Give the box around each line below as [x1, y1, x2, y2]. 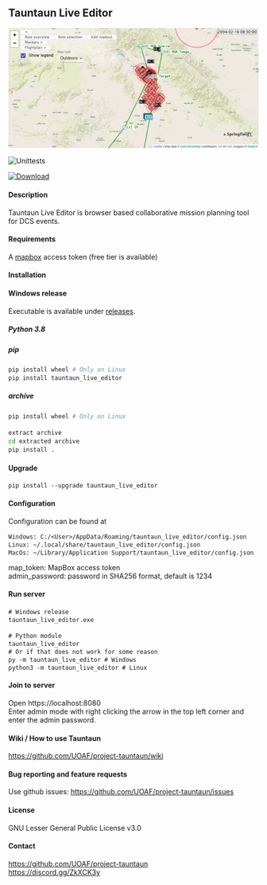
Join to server [8, 680, 56, 690]
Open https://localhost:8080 [8, 698, 102, 707]
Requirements [8, 234, 56, 244]
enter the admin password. [8, 715, 97, 724]
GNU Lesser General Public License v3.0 [8, 823, 141, 832]
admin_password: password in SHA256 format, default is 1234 [8, 571, 213, 581]
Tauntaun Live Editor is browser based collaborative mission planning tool [8, 207, 250, 217]
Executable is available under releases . [8, 306, 136, 315]
